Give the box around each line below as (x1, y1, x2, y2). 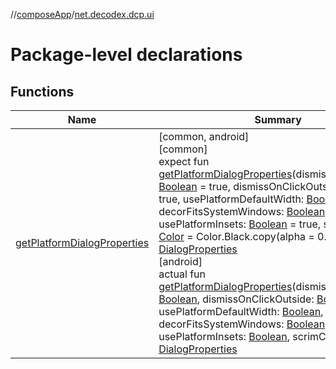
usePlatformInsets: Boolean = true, (158, 217, 322, 231)
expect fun (158, 155, 210, 168)
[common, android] (158, 130, 250, 143)
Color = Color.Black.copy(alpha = (158, 230, 315, 243)
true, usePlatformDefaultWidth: (158, 192, 305, 206)
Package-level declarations (10, 44, 243, 66)
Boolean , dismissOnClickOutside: (158, 292, 315, 306)
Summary (254, 113, 302, 126)
